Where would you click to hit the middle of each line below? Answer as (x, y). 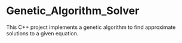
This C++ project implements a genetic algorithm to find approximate (91, 27)
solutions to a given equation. (42, 33)
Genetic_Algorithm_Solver (73, 11)
